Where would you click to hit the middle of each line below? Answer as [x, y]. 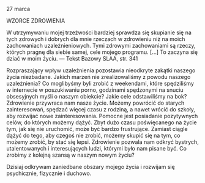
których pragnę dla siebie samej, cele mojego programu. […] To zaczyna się [102, 52]
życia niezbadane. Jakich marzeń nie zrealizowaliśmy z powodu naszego [99, 77]
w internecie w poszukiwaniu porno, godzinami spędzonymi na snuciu [95, 90]
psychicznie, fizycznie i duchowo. [49, 173]
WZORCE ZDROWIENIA [36, 21]
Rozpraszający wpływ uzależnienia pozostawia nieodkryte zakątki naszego [101, 70]
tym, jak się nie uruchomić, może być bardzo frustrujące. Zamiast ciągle [97, 129]
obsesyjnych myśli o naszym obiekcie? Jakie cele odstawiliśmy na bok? [97, 96]
